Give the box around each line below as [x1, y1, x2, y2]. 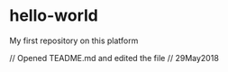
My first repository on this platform [9, 35, 139, 46]
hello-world [9, 5, 99, 26]
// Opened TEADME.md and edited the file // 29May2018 [9, 52, 219, 63]
